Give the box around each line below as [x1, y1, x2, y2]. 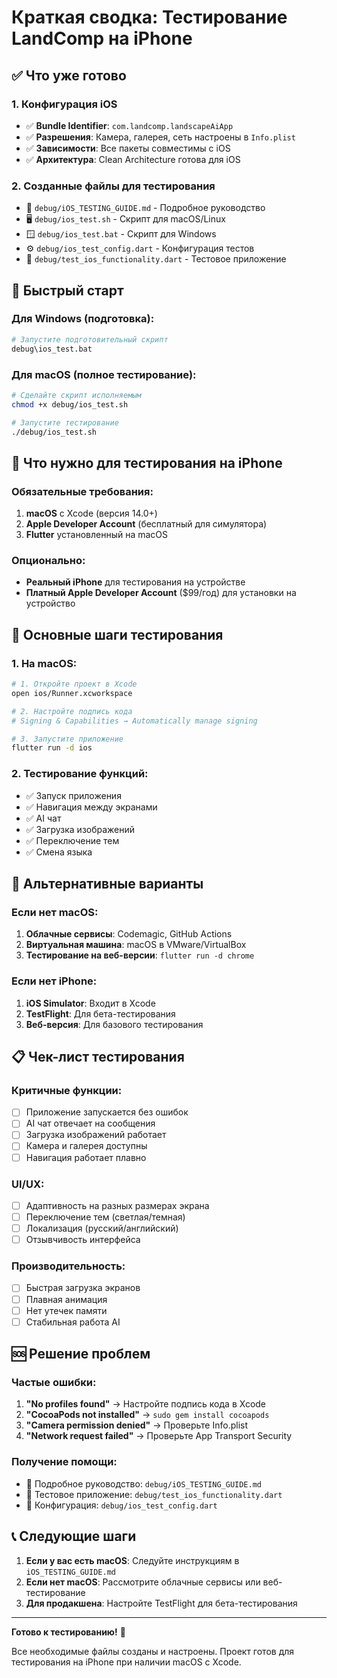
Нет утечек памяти [25, 1304, 108, 1316]
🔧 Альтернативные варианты [11, 876, 204, 893]
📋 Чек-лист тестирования [11, 1049, 185, 1065]
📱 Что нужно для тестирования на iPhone [11, 454, 283, 471]
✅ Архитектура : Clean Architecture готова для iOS [25, 153, 241, 165]
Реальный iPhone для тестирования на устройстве [25, 576, 246, 588]
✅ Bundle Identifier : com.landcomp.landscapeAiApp [25, 119, 234, 131]
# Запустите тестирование [11, 417, 119, 428]
